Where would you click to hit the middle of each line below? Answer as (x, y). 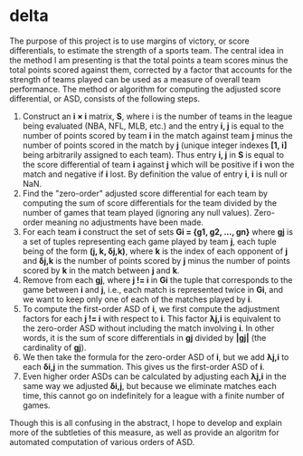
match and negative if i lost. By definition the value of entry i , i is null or (155, 174)
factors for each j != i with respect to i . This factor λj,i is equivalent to (151, 318)
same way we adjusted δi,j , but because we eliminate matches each (150, 385)
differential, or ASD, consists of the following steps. (105, 98)
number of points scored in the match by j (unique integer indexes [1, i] (155, 145)
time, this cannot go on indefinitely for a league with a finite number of (153, 395)
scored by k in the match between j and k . (101, 270)
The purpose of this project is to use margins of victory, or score (130, 41)
